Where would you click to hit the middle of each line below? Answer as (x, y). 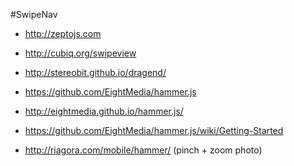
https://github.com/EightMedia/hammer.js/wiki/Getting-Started (154, 130)
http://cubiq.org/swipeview (80, 53)
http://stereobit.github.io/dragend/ (95, 72)
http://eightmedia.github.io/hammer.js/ (104, 111)
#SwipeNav (34, 14)
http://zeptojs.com (63, 33)
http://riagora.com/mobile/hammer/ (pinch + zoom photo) (143, 150)
